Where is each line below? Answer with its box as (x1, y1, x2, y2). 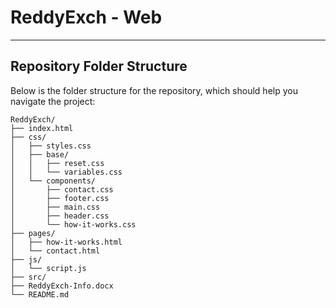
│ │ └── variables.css (10, 167, 123, 177)
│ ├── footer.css (10, 193, 110, 203)
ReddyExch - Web (10, 6, 163, 29)
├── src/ (10, 272, 47, 282)
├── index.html (10, 123, 74, 133)
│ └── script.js (10, 263, 87, 273)
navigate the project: (10, 95, 96, 107)
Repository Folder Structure (10, 58, 188, 75)
